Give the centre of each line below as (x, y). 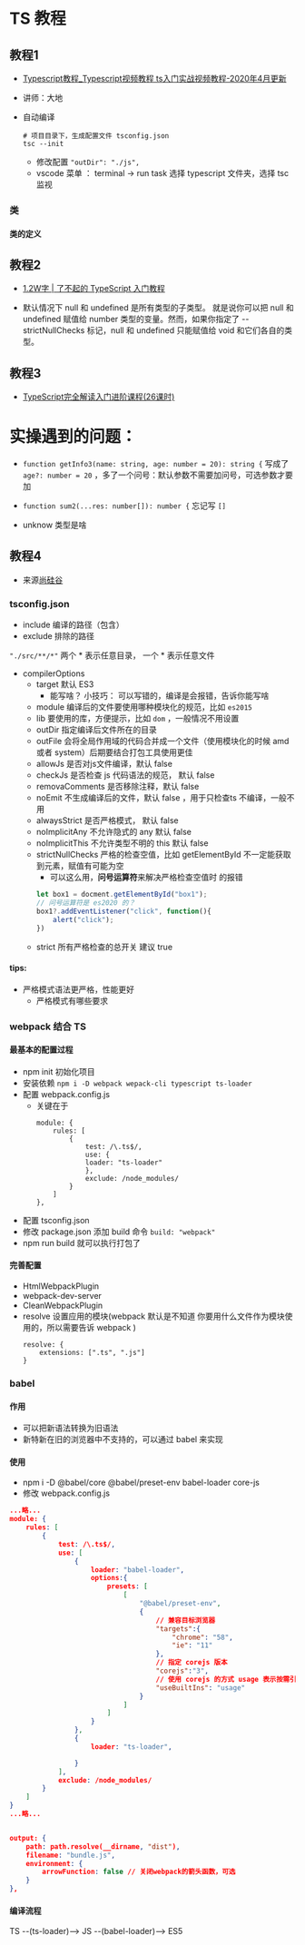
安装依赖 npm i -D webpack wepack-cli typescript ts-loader (137, 1083)
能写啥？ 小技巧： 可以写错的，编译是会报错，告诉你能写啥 (159, 696)
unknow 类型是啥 (54, 525)
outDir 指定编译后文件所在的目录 (96, 730)
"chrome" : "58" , (202, 1637)
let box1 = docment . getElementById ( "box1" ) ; (122, 895)
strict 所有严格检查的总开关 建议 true (104, 947)
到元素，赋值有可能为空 (80, 866)
